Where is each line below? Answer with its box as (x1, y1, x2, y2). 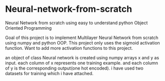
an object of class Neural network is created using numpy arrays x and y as (5, 54, 160, 60)
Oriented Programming (5, 25, 52, 31)
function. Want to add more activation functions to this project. (5, 45, 133, 51)
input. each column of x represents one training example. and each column (5, 60, 159, 66)
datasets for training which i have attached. (5, 70, 94, 76)
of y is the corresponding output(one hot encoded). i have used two (5, 65, 144, 71)
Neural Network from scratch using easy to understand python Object (5, 20, 148, 26)
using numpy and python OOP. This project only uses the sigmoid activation (5, 40, 160, 45)
